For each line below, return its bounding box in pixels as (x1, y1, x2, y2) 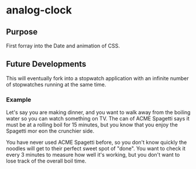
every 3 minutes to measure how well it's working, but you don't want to (6, 151, 180, 158)
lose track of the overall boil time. (6, 157, 87, 164)
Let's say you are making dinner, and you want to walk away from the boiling (6, 109, 191, 116)
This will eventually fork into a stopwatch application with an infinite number (6, 74, 189, 82)
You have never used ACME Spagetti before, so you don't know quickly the (6, 139, 187, 146)
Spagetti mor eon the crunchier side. (6, 127, 95, 134)
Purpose (6, 27, 38, 37)
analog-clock (6, 4, 72, 17)
